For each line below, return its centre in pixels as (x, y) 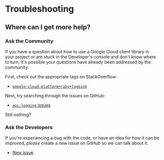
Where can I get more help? (48, 27)
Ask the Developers (29, 127)
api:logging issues (31, 105)
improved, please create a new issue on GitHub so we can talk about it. (77, 143)
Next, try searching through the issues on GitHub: (55, 95)
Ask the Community (29, 41)
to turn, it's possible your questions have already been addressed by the (78, 62)
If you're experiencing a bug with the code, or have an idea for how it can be (82, 138)
